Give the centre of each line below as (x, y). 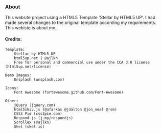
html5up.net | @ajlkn (36, 58)
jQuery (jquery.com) (35, 105)
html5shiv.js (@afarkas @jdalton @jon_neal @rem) (66, 109)
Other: (12, 101)
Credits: (13, 39)
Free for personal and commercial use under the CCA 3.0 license (82, 62)
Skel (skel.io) (29, 126)
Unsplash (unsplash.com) (39, 79)
